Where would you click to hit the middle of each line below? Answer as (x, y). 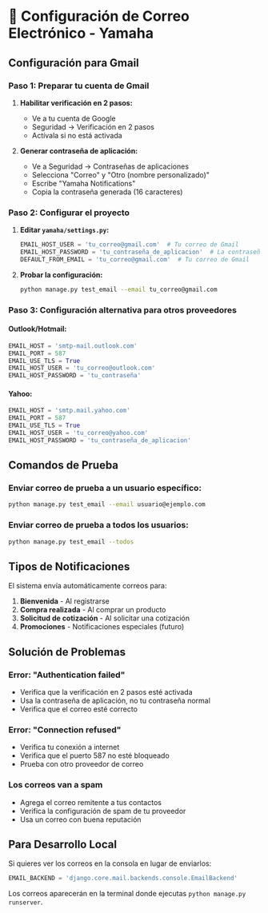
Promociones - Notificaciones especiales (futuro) (102, 627)
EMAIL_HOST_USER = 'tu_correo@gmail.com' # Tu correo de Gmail (129, 245)
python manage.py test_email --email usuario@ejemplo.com (107, 504)
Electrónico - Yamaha (81, 33)
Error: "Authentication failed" (67, 675)
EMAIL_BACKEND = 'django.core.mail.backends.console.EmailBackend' (123, 879)
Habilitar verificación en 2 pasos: (76, 102)
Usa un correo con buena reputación (80, 819)
